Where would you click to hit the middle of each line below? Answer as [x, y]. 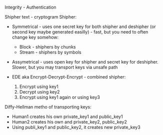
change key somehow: [35, 37]
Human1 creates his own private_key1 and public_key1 [67, 116]
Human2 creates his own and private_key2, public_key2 [69, 122]
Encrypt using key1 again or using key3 [60, 97]
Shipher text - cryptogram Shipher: [41, 17]
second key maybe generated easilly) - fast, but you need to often [80, 32]
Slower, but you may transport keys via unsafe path [65, 67]
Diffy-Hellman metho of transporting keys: [48, 107]
